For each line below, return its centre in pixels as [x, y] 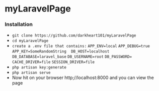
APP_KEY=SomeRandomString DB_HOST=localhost [61, 51]
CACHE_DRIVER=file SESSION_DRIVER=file [53, 62]
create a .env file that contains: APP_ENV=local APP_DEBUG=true [81, 46]
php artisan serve [31, 73]
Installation [19, 24]
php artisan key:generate [39, 67]
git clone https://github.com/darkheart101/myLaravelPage [74, 35]
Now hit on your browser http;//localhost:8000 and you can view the [83, 77]
